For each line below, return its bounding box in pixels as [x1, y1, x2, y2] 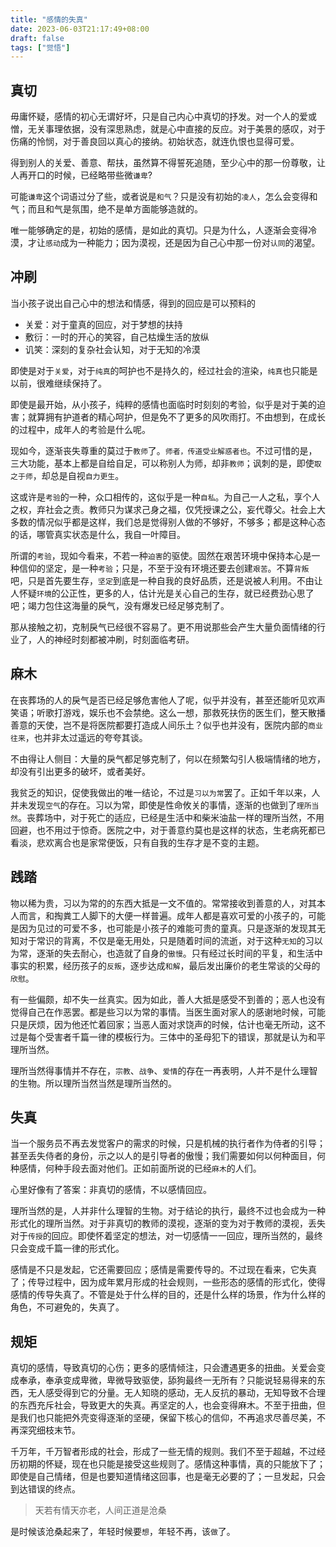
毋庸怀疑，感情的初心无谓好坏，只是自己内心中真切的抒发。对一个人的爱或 [10, 111, 317, 123]
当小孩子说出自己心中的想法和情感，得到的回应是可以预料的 [10, 297, 256, 309]
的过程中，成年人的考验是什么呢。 [10, 423, 151, 435]
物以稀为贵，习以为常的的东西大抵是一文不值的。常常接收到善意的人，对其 [10, 897, 317, 909]
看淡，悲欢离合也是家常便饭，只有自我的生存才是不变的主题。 [10, 836, 265, 848]
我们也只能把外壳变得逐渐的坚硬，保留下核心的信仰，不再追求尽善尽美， [18, 1412, 317, 1424]
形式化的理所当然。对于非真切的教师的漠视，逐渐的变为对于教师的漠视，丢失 [10, 1217, 326, 1230]
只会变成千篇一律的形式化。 [10, 1242, 125, 1255]
